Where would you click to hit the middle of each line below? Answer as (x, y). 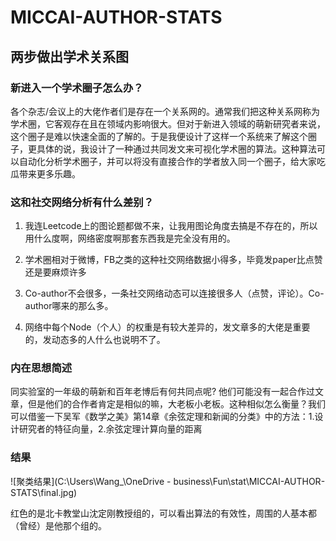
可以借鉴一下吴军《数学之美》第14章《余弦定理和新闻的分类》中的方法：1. (162, 417)
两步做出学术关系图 (69, 56)
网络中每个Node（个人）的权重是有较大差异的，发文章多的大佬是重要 (167, 327)
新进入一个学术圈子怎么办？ (77, 88)
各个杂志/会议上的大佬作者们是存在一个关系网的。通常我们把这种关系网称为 (165, 111)
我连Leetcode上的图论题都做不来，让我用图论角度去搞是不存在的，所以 (171, 226)
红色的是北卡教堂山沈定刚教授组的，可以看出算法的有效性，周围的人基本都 (163, 513)
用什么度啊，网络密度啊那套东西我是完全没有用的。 (130, 238)
